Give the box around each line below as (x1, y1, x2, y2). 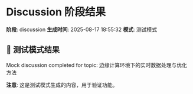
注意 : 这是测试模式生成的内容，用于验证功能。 (6, 81, 118, 88)
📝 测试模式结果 (6, 45, 60, 55)
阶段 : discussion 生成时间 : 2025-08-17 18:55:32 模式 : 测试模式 (6, 26, 158, 33)
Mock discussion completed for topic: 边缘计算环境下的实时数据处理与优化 (6, 61, 188, 68)
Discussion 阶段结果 (6, 5, 106, 19)
